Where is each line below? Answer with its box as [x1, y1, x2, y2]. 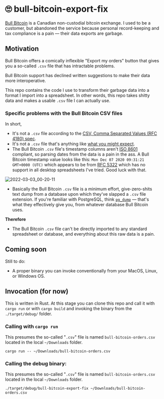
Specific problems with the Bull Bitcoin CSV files [5, 109, 123, 116]
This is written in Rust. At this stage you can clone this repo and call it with [5, 300, 155, 306]
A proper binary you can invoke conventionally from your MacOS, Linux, [12, 267, 158, 273]
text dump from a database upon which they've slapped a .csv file [12, 191, 146, 197]
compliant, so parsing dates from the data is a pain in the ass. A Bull [12, 151, 149, 158]
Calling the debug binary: [5, 360, 67, 367]
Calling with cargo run [5, 323, 59, 330]
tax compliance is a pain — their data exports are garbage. [5, 30, 123, 36]
